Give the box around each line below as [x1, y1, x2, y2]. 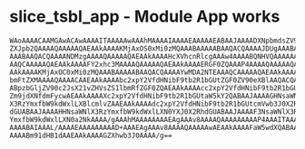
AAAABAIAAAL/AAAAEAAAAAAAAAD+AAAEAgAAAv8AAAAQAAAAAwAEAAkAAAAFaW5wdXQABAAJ [9, 123, 302, 132]
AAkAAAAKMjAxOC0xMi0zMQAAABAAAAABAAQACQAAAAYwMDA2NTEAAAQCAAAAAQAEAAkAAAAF [9, 68, 302, 77]
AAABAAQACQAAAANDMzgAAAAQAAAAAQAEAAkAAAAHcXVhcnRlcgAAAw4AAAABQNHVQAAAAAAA [9, 51, 302, 61]
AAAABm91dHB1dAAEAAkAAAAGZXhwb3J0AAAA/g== [9, 131, 172, 140]
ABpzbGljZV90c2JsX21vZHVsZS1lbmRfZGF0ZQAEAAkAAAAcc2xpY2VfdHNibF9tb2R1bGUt [9, 83, 302, 92]
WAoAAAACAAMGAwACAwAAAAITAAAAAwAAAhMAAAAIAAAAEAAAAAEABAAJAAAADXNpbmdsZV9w [9, 36, 302, 45]
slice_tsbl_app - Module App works [9, 6, 280, 27]
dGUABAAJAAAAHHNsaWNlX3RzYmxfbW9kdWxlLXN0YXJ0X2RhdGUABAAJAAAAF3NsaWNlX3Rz [9, 107, 302, 116]
